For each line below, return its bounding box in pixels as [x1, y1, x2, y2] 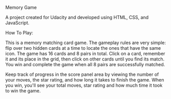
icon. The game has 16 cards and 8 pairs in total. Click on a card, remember [5, 51, 165, 56]
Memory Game [5, 5, 37, 10]
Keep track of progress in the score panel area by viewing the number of [5, 71, 159, 77]
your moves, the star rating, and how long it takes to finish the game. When [5, 77, 164, 83]
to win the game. [5, 88, 41, 94]
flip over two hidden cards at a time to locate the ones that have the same [5, 45, 161, 51]
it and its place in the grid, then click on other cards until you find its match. [5, 56, 165, 62]
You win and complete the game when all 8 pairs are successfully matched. [5, 62, 165, 67]
